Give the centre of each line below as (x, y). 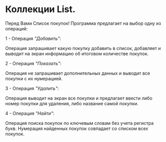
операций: (16, 28)
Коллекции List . (40, 9)
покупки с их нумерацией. (34, 78)
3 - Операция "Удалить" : (32, 88)
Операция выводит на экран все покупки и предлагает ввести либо (79, 98)
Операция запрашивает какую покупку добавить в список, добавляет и (83, 48)
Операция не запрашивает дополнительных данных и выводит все (78, 73)
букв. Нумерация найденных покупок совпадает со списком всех (77, 128)
